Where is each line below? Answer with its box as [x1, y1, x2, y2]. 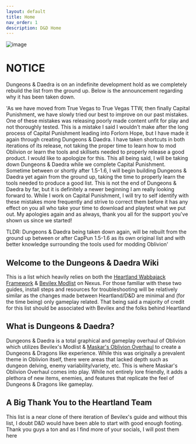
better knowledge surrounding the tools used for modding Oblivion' [6, 241, 169, 248]
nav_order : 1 [6, 19, 38, 25]
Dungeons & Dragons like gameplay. [6, 381, 94, 388]
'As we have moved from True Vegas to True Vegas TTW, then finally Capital [6, 105, 190, 112]
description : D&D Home [6, 25, 61, 31]
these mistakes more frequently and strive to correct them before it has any [6, 198, 188, 205]
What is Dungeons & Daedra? [6, 321, 115, 331]
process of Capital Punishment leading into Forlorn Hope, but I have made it [6, 130, 189, 137]
